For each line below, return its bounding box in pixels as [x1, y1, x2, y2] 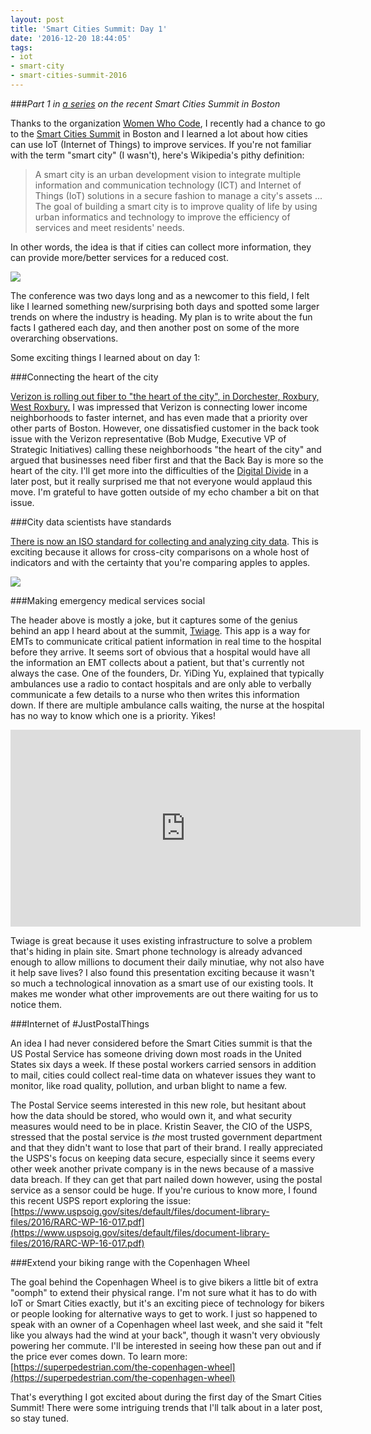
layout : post [10, 14, 65, 25]
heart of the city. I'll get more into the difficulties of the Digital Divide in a [10, 464, 309, 476]
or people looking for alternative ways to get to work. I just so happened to [10, 1307, 318, 1320]
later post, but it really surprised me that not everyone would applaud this [10, 475, 313, 487]
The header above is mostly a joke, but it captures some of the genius [10, 614, 298, 626]
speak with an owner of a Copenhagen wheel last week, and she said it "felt [10, 1318, 323, 1330]
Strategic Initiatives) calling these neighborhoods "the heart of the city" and [10, 443, 322, 455]
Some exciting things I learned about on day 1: [10, 351, 201, 363]
